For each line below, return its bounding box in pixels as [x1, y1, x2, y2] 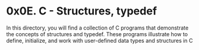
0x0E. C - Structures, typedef [6, 4, 158, 18]
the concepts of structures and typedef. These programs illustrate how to [6, 30, 188, 37]
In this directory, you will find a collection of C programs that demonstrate [6, 24, 189, 31]
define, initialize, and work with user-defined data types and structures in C [6, 37, 194, 44]
